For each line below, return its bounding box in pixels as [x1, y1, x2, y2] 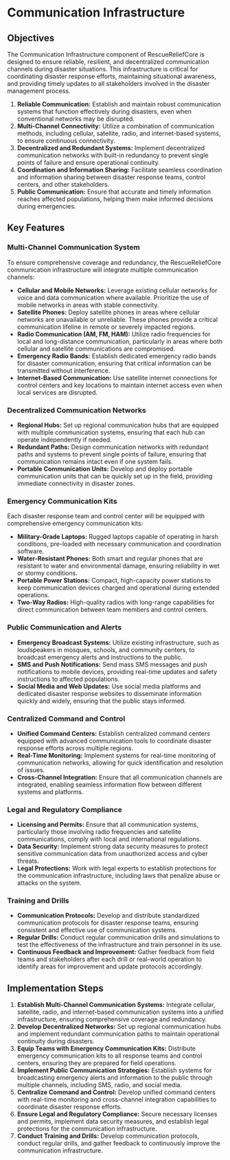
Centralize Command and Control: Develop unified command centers [16, 1088, 216, 1096]
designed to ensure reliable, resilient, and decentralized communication [7, 58, 209, 66]
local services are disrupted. [16, 388, 98, 396]
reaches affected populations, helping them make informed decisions [16, 195, 214, 203]
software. [16, 547, 45, 555]
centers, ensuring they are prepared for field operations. [16, 1059, 177, 1067]
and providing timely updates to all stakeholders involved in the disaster [7, 80, 210, 87]
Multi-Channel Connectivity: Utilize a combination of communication [16, 122, 215, 130]
